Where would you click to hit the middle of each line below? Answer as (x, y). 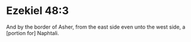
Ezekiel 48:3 (38, 11)
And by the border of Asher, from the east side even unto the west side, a (96, 27)
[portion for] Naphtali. (33, 33)
